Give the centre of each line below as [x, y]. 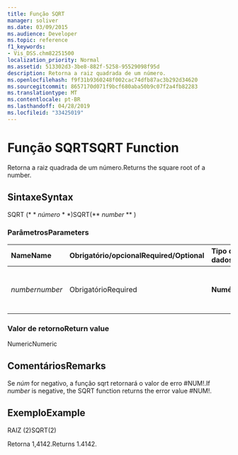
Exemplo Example [46, 413]
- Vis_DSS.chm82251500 [41, 54]
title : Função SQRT [36, 14]
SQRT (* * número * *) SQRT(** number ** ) [72, 214]
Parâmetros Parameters [48, 232]
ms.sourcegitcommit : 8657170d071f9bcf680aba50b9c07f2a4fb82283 [103, 86]
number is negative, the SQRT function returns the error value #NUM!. [110, 391]
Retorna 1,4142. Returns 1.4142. [52, 444]
